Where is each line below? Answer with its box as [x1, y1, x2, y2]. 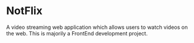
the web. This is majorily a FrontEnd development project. [6, 29, 148, 37]
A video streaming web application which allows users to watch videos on [6, 24, 188, 31]
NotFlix [6, 4, 43, 18]
